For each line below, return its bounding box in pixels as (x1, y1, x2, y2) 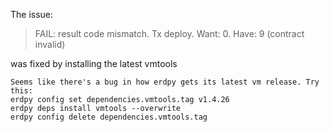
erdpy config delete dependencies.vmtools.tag (10, 112, 208, 122)
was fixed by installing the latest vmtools (10, 58, 178, 69)
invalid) (34, 39, 66, 50)
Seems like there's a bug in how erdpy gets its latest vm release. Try (10, 77, 320, 87)
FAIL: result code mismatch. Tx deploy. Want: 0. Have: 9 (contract (34, 28, 305, 39)
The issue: (10, 9, 54, 20)
